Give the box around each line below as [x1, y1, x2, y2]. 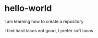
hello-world [4, 3, 52, 14]
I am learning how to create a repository [4, 19, 84, 24]
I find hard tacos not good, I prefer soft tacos [4, 28, 93, 33]
